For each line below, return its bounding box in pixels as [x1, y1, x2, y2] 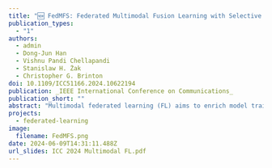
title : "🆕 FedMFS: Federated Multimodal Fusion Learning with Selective [8, 11, 261, 20]
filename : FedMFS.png [15, 132, 89, 140]
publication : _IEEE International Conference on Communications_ [8, 86, 233, 95]
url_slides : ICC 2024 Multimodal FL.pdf [8, 147, 147, 155]
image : [8, 124, 31, 132]
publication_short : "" [8, 94, 85, 103]
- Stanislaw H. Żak [15, 65, 82, 73]
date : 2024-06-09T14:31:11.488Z [8, 139, 117, 148]
